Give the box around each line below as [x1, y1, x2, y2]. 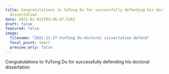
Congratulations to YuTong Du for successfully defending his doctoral [5, 58, 150, 64]
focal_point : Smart [10, 40, 51, 45]
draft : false [5, 21, 33, 27]
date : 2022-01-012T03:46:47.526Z [5, 17, 75, 22]
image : [5, 31, 19, 36]
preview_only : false [10, 45, 53, 50]
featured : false [5, 26, 39, 31]
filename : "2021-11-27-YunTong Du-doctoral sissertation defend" [10, 36, 150, 41]
